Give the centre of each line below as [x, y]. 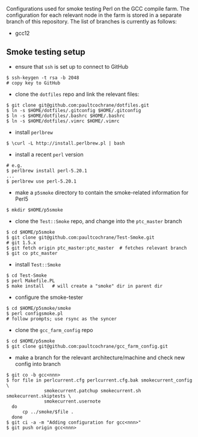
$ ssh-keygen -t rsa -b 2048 [43, 78]
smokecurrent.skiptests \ [39, 396]
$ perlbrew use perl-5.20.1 [42, 181]
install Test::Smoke [38, 264]
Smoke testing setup [46, 52]
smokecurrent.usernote [73, 401]
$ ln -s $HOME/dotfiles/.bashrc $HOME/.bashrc [66, 116]
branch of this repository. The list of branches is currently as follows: [92, 21]
